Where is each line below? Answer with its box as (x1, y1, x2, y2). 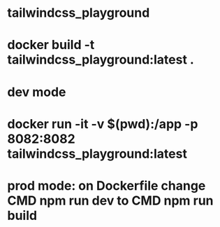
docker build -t (7, 37, 95, 53)
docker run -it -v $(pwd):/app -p (7, 116, 198, 132)
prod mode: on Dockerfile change (7, 177, 206, 193)
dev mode (7, 84, 66, 99)
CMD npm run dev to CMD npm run (7, 193, 214, 208)
